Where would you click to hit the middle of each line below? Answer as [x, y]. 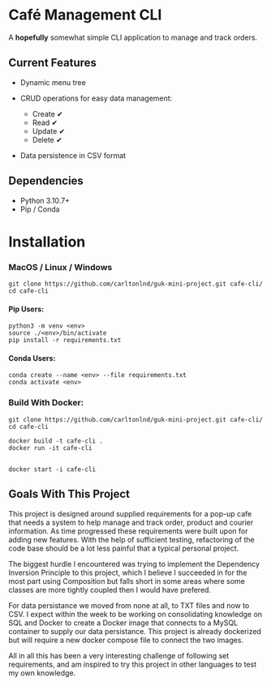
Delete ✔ [47, 139]
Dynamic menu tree [53, 82]
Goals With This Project [69, 494]
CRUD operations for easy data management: [96, 98]
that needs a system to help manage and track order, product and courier [131, 522]
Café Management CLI [85, 15]
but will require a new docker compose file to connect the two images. [126, 640]
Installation [47, 242]
